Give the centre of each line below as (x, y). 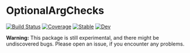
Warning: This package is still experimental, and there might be (83, 37)
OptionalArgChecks (55, 11)
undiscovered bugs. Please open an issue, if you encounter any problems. (95, 44)
